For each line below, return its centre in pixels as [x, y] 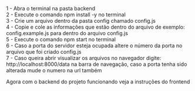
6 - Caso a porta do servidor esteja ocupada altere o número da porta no [94, 45]
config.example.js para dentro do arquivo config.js [67, 33]
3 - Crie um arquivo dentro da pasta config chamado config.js [81, 21]
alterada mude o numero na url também [54, 70]
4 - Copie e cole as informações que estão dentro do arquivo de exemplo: [95, 27]
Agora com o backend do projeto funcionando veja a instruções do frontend [98, 82]
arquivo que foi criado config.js [44, 52]
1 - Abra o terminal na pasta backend [51, 8]
